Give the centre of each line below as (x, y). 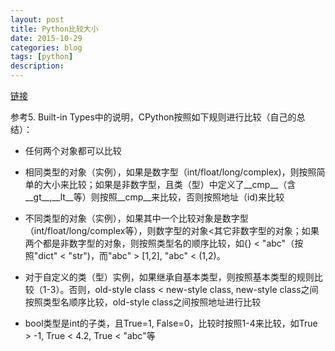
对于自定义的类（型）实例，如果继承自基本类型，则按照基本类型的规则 (169, 277)
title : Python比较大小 (54, 29)
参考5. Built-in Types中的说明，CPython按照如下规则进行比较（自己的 (153, 117)
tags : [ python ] (42, 57)
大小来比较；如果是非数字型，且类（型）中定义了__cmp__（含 (169, 184)
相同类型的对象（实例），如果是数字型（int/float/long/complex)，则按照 (170, 172)
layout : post (37, 19)
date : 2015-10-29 (46, 38)
